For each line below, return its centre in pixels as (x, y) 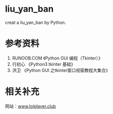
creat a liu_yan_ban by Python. (36, 22)
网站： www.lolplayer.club (30, 106)
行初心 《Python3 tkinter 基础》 (44, 64)
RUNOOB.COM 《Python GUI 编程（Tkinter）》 (57, 58)
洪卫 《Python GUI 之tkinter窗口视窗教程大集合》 (61, 70)
